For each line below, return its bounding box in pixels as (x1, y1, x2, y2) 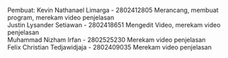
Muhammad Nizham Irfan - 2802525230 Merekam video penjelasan (7, 36, 206, 44)
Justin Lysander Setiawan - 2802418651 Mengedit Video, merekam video (7, 21, 221, 29)
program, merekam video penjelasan (7, 13, 115, 22)
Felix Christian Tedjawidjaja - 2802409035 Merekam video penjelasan (7, 43, 212, 51)
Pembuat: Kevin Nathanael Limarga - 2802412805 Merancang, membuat (7, 6, 219, 14)
